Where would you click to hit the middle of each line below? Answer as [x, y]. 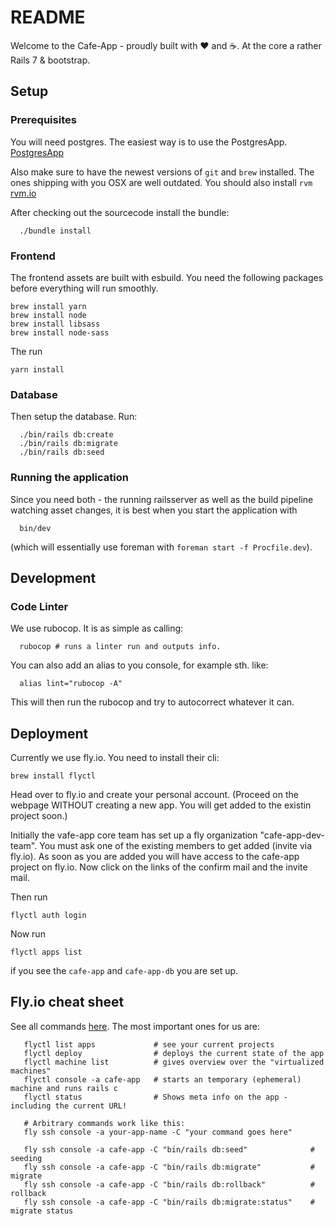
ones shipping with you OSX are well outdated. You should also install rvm [161, 182]
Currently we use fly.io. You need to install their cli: [115, 758]
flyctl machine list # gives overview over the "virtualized [174, 1062]
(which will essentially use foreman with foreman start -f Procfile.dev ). [161, 547]
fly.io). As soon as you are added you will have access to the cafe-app [155, 857]
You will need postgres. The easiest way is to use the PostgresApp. [149, 142]
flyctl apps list [46, 952]
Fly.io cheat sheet [67, 1002]
